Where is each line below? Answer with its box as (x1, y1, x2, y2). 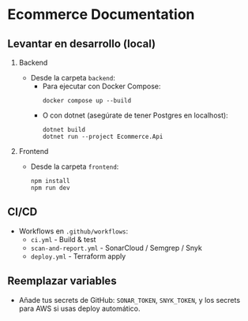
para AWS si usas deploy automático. (18, 304, 141, 313)
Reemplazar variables (7, 274, 117, 288)
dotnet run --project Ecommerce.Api (42, 133, 163, 140)
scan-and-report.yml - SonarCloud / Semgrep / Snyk (30, 243, 202, 252)
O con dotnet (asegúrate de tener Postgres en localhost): (42, 110, 228, 120)
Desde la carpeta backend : (30, 73, 115, 82)
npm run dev (30, 184, 70, 192)
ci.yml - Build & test (30, 234, 96, 244)
